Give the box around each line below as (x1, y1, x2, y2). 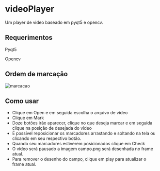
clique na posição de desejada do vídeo (12, 125, 92, 131)
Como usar (5, 97, 39, 105)
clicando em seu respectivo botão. (12, 136, 81, 141)
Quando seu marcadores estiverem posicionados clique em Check (12, 141, 145, 147)
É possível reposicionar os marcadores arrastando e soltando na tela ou (12, 130, 156, 137)
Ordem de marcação (5, 70, 68, 78)
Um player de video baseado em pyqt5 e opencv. (5, 19, 103, 25)
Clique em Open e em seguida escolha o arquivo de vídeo (12, 110, 128, 116)
